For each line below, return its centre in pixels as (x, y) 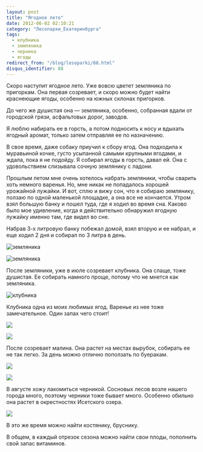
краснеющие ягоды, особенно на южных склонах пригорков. (86, 99)
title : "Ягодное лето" (35, 18)
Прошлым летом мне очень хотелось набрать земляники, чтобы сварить (101, 178)
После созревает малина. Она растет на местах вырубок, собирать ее (98, 348)
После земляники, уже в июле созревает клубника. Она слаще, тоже (96, 271)
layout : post (23, 12)
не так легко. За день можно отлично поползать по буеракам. (87, 355)
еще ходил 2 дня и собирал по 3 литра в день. (66, 235)
